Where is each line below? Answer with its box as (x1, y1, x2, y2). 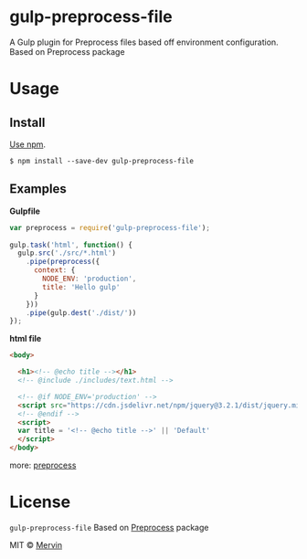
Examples (9, 181, 67, 197)
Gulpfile (9, 206, 41, 216)
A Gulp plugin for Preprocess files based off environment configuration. (9, 37, 279, 47)
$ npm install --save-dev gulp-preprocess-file (9, 156, 195, 165)
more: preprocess (9, 459, 77, 470)
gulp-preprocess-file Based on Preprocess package (9, 522, 209, 533)
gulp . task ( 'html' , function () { (9, 240, 132, 249)
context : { (33, 266, 76, 275)
